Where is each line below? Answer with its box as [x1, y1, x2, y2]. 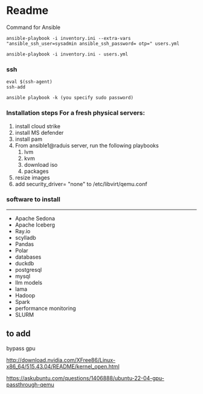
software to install [6, 195, 60, 204]
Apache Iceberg [14, 221, 56, 228]
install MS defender [14, 129, 64, 136]
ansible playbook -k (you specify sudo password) [6, 95, 134, 101]
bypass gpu [6, 344, 36, 352]
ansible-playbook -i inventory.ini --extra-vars [6, 35, 131, 41]
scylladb [14, 234, 36, 241]
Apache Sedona [14, 215, 56, 222]
